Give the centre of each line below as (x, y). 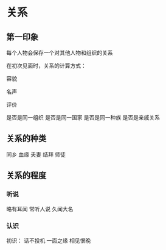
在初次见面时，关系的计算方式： (46, 66)
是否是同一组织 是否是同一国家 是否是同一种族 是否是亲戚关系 (83, 117)
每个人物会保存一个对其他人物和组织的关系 (60, 53)
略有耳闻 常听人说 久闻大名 (40, 209)
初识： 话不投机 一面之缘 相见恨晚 (49, 240)
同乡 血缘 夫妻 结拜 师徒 (36, 154)
